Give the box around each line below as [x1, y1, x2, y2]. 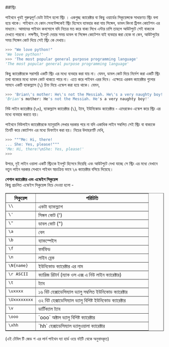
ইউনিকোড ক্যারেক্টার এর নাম [38, 263, 83, 270]
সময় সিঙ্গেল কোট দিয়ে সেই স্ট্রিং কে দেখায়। [5, 37, 67, 43]
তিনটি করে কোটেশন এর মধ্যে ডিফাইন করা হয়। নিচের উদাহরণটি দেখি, [5, 127, 105, 133]
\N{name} [8, 263, 29, 268]
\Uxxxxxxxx [8, 296, 34, 302]
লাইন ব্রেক [38, 254, 55, 261]
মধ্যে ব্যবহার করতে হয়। [5, 111, 39, 118]
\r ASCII [8, 271, 29, 277]
